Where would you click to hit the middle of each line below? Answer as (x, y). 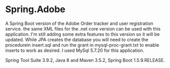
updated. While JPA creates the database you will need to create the (77, 40)
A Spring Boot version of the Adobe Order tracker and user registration (79, 23)
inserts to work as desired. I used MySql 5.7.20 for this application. (75, 50)
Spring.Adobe (35, 9)
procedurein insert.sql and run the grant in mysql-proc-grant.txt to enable (82, 45)
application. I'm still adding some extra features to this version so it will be (82, 34)
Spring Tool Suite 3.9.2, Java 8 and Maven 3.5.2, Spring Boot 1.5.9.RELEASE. (85, 60)
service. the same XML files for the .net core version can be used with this (83, 28)
